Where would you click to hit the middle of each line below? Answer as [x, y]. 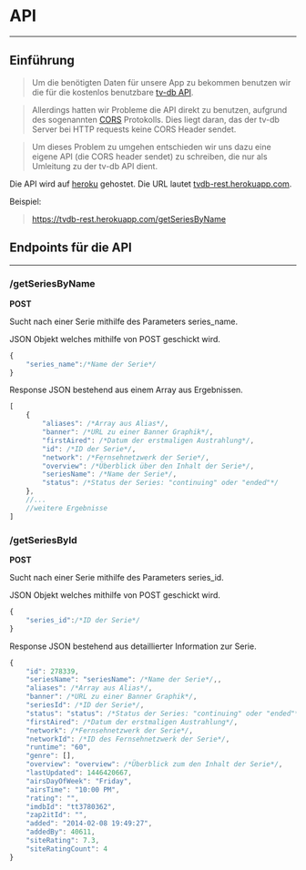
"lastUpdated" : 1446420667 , [79, 773]
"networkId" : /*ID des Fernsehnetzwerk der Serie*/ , [128, 739]
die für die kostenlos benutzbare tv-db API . [112, 92]
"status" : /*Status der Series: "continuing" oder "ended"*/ [161, 483]
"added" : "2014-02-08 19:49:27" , [89, 824]
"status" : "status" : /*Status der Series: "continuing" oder [144, 713]
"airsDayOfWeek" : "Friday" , [79, 781]
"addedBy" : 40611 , [61, 832]
